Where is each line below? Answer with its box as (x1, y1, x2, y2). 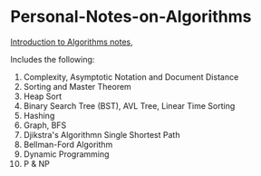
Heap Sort (23, 91, 63, 102)
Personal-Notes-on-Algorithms (10, 6, 252, 27)
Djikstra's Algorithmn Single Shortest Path (23, 129, 180, 140)
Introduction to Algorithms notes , (10, 36, 134, 47)
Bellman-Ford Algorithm (23, 139, 113, 150)
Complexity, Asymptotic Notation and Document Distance (23, 71, 239, 83)
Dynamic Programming (23, 148, 110, 160)
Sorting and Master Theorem (23, 81, 132, 92)
